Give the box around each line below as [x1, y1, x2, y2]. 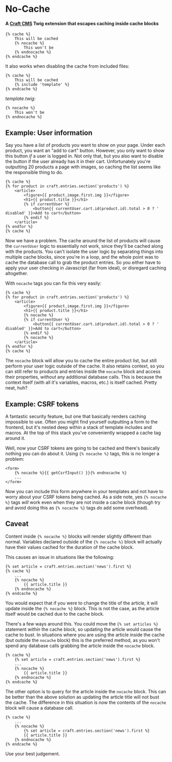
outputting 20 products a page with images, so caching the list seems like [5, 164, 161, 170]
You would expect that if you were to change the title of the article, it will [5, 600, 158, 606]
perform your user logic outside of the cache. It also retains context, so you [5, 363, 165, 369]
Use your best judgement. [5, 750, 60, 757]
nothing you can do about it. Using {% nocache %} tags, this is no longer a [5, 451, 160, 457]
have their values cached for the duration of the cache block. [5, 544, 134, 550]
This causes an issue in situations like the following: [5, 554, 114, 560]
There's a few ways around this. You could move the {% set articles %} [5, 620, 159, 627]
